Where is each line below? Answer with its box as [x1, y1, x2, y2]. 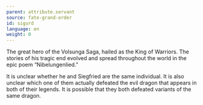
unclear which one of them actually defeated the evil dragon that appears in [6, 80, 197, 87]
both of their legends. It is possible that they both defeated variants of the [6, 86, 192, 93]
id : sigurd [6, 20, 34, 26]
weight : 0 [6, 32, 32, 38]
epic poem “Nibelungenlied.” [6, 61, 79, 69]
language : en [6, 25, 40, 32]
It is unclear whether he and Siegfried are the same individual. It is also [6, 73, 185, 80]
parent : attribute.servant [6, 8, 75, 15]
